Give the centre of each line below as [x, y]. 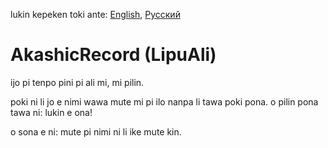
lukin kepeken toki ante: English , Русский [95, 14]
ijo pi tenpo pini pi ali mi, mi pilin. [77, 82]
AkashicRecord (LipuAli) [113, 55]
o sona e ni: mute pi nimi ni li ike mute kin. [96, 131]
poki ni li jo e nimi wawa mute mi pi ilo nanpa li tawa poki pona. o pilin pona [164, 101]
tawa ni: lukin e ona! [51, 112]
